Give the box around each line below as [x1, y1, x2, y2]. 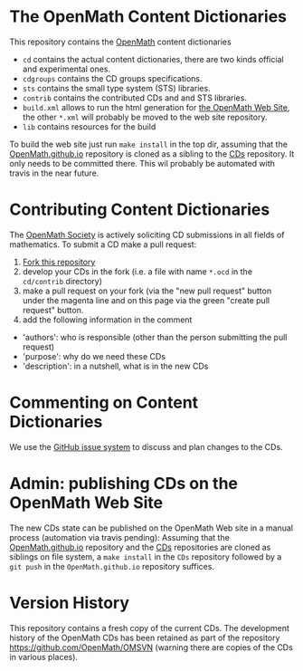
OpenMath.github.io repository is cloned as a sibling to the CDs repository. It [9, 148, 295, 159]
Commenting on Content [9, 392, 199, 413]
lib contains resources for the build [22, 120, 156, 132]
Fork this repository [22, 256, 96, 267]
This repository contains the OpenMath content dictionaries [9, 36, 232, 47]
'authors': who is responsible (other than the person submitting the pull [22, 331, 288, 342]
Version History [9, 592, 129, 613]
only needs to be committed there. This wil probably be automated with [9, 158, 276, 168]
